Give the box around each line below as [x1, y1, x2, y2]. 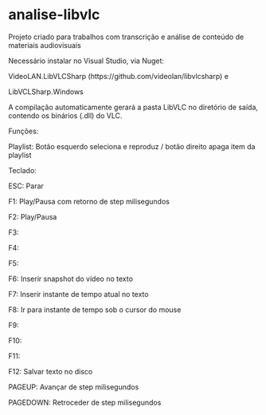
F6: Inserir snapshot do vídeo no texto [8, 274, 134, 283]
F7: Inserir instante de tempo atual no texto [8, 289, 149, 298]
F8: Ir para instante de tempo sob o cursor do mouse [8, 305, 182, 314]
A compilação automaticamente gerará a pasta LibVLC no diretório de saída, [8, 102, 259, 112]
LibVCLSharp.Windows [8, 86, 84, 97]
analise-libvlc [8, 6, 100, 24]
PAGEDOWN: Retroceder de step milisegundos [8, 397, 162, 407]
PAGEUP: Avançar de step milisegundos [8, 381, 139, 392]
